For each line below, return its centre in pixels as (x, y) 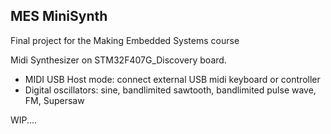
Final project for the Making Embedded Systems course (125, 40)
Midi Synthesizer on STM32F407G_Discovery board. (118, 60)
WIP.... (24, 120)
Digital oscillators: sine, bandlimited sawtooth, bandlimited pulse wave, (170, 90)
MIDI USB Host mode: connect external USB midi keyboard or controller (172, 79)
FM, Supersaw (54, 100)
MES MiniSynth (59, 16)
